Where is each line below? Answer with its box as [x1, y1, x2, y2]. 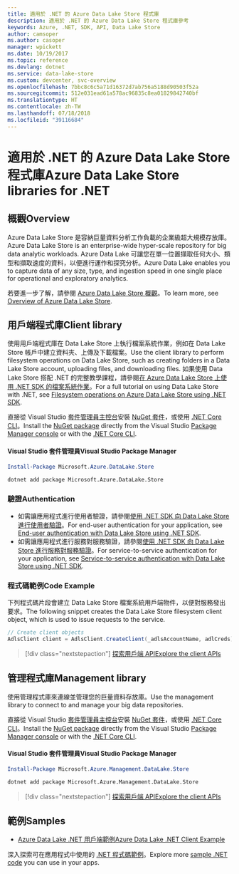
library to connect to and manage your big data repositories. [7, 700, 184, 709]
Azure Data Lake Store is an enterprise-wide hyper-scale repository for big [7, 241, 227, 249]
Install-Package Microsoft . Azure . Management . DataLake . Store [7, 765, 190, 773]
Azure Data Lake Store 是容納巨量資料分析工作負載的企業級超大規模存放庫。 [7, 233, 231, 241]
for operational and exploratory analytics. [7, 274, 129, 282]
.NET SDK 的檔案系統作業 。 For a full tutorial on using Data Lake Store [15, 383, 219, 391]
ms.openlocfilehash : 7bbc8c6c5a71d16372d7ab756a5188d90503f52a [7, 83, 199, 90]
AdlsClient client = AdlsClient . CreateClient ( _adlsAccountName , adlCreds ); [7, 635, 237, 643]
